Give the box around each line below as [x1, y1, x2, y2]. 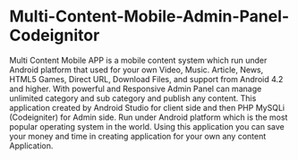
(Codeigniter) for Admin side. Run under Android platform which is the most [9, 112, 288, 122]
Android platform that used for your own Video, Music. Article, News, [9, 64, 264, 75]
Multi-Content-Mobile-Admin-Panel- [9, 6, 290, 27]
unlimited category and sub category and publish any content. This [9, 92, 257, 104]
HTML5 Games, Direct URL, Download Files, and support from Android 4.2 [9, 73, 284, 84]
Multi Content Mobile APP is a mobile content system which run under [9, 55, 268, 65]
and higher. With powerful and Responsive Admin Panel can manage [9, 83, 262, 94]
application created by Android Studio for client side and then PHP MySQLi [9, 102, 285, 113]
